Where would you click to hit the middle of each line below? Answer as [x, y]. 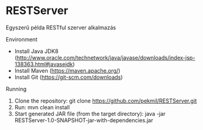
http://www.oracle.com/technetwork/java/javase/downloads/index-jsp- [106, 57]
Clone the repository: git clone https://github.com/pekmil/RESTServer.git [106, 101]
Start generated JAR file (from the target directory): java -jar [90, 114]
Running [16, 88]
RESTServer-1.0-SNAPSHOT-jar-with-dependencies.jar [84, 120]
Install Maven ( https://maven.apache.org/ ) [67, 70]
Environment [22, 39]
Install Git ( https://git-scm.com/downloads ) [69, 77]
